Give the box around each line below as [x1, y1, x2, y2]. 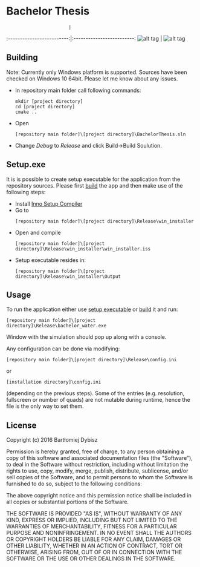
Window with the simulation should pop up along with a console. [6, 333, 167, 341]
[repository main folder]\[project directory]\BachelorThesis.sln [15, 131, 186, 137]
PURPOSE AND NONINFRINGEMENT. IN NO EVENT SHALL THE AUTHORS [6, 529, 192, 537]
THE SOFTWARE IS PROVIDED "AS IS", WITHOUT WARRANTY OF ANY [6, 510, 182, 517]
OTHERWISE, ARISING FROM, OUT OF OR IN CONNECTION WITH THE [6, 549, 182, 556]
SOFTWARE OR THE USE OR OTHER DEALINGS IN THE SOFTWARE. [6, 555, 176, 562]
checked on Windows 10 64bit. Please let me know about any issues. [6, 74, 178, 82]
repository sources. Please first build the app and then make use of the [6, 182, 183, 189]
